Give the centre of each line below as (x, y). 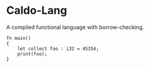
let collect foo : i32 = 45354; (58, 49)
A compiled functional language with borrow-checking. (75, 27)
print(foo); (32, 54)
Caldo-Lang (37, 11)
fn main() (19, 38)
